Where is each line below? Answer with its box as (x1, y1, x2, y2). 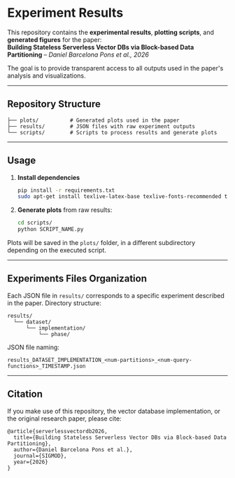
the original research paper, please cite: (7, 414, 122, 423)
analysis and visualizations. (7, 71, 86, 80)
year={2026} (13, 458, 49, 465)
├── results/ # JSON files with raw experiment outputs (7, 122, 196, 130)
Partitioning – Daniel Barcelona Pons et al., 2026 (7, 50, 149, 59)
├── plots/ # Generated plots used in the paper (7, 117, 180, 124)
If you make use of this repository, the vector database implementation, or (7, 407, 221, 415)
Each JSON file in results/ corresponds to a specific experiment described (7, 291, 225, 300)
